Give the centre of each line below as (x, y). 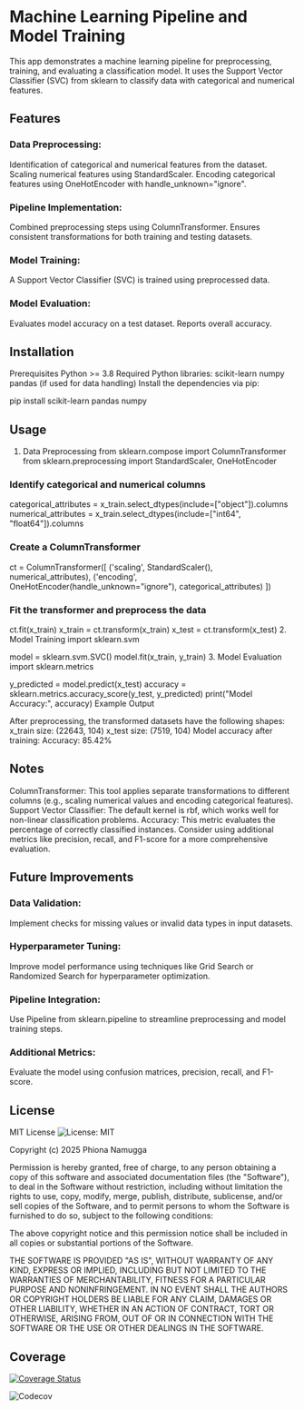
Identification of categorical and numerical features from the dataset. (138, 164)
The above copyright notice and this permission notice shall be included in (148, 1234)
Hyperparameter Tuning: (65, 947)
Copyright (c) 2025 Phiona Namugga (78, 1150)
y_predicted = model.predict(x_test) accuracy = (98, 684)
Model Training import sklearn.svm (74, 640)
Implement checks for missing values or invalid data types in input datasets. (151, 923)
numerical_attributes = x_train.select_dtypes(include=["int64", (125, 514)
